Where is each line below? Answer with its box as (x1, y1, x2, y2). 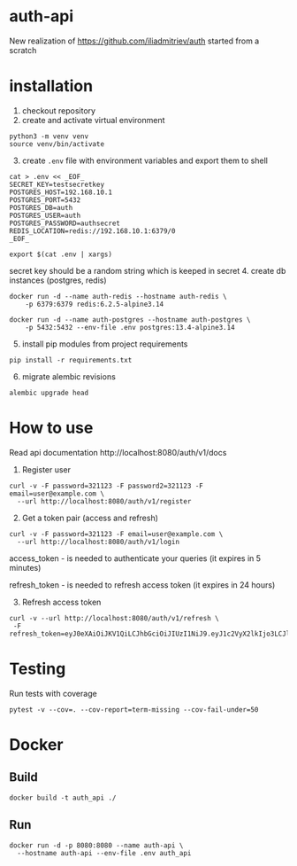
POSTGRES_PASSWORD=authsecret (9, 219, 121, 228)
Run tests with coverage (9, 688, 97, 698)
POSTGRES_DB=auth (9, 203, 73, 212)
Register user (21, 464, 72, 475)
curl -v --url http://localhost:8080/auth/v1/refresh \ (9, 613, 219, 622)
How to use (9, 418, 94, 438)
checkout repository (21, 105, 95, 116)
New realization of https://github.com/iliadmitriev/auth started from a (9, 35, 260, 46)
